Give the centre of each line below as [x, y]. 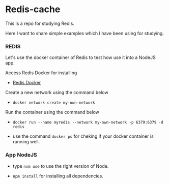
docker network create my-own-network [54, 103]
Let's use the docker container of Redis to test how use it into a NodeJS [81, 57]
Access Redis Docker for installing [41, 73]
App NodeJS [21, 155]
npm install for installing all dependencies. [58, 176]
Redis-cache [33, 9]
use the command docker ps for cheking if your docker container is [83, 136]
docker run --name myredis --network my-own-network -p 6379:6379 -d [88, 122]
